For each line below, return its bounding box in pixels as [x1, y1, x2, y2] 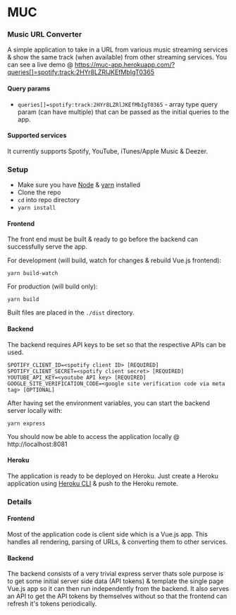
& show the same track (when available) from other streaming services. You [7, 53, 228, 61]
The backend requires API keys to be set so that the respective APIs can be [7, 340, 227, 348]
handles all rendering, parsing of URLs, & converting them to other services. [7, 537, 228, 546]
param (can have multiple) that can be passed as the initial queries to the [17, 107, 230, 116]
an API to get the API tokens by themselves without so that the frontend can [7, 592, 228, 601]
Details [7, 496, 32, 506]
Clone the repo [17, 188, 61, 197]
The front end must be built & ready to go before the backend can [7, 235, 199, 244]
